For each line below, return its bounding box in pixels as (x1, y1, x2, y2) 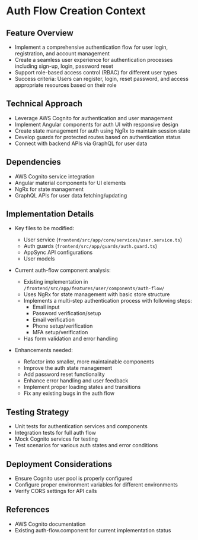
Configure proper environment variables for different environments (14, 481, 178, 488)
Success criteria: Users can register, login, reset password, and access (14, 76, 189, 82)
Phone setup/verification (32, 322, 93, 329)
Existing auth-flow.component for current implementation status (14, 526, 171, 533)
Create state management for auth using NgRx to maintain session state (14, 127, 191, 134)
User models (23, 255, 55, 262)
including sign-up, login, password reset (14, 62, 114, 70)
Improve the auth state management (23, 365, 113, 372)
